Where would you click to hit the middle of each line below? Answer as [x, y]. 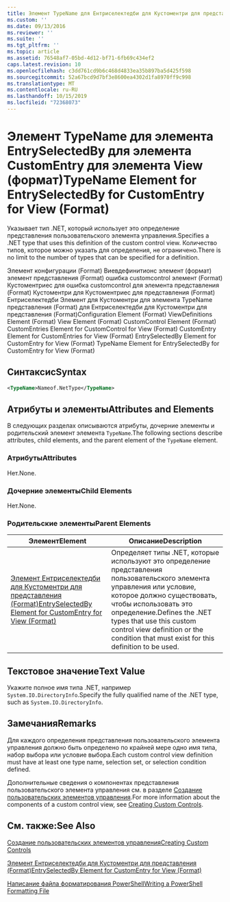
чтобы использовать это [152, 604]
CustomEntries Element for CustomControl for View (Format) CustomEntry [112, 329]
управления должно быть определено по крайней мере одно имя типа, [112, 747]
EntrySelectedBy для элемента [99, 151]
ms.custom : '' [27, 20]
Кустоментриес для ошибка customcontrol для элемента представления [113, 285]
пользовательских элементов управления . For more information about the [114, 797]
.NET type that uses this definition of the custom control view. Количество [112, 242]
